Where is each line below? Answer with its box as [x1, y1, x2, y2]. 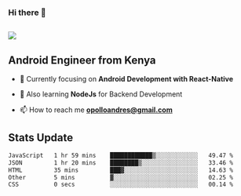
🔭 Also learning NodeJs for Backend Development [19, 89, 183, 99]
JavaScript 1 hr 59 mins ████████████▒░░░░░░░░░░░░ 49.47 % [8, 151, 234, 159]
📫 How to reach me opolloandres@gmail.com [19, 105, 173, 114]
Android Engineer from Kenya [8, 53, 156, 67]
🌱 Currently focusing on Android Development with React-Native [19, 74, 234, 84]
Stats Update [8, 131, 74, 144]
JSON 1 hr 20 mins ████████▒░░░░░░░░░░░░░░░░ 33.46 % [8, 158, 234, 167]
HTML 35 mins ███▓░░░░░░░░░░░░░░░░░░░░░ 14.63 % [8, 166, 234, 174]
